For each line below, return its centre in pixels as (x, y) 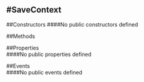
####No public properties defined (49, 54)
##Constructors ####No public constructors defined (72, 24)
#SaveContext (34, 10)
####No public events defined (44, 72)
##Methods (21, 36)
